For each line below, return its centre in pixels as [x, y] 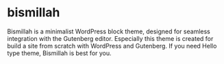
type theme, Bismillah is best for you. [59, 53]
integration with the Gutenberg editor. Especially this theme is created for [110, 38]
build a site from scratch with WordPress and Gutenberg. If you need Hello [112, 46]
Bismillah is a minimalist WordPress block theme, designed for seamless [109, 31]
